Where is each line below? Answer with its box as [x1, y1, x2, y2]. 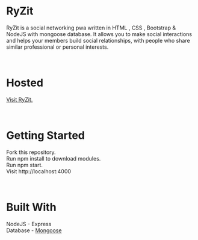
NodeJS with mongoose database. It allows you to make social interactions [6, 30, 193, 37]
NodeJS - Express [6, 220, 52, 227]
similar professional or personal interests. [6, 43, 109, 51]
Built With [6, 200, 57, 214]
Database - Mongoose [6, 227, 62, 234]
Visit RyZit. [6, 96, 33, 103]
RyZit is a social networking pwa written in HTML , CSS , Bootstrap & [6, 24, 176, 31]
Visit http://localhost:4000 [6, 167, 71, 175]
